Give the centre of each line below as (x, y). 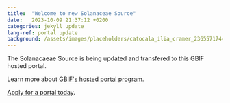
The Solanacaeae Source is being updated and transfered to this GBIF (105, 58)
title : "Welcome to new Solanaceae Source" (72, 13)
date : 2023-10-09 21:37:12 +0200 (58, 20)
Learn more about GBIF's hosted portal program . (76, 79)
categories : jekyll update (46, 26)
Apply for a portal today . (41, 93)
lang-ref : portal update (42, 33)
